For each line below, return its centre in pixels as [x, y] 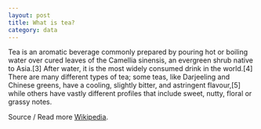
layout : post [29, 15]
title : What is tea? [42, 23]
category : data [33, 30]
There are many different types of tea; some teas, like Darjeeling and [119, 77]
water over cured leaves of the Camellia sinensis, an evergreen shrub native [130, 60]
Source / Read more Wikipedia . [58, 117]
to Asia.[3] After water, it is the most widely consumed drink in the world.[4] [130, 69]
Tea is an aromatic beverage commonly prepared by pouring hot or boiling [128, 52]
